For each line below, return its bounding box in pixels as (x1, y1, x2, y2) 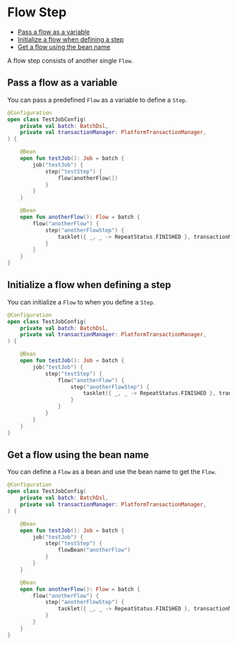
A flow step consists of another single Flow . (7, 56, 133, 64)
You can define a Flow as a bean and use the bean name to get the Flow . (7, 468, 217, 476)
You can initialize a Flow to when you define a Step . (7, 297, 155, 306)
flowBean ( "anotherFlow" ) (57, 547, 131, 554)
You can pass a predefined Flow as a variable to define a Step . (7, 95, 188, 104)
